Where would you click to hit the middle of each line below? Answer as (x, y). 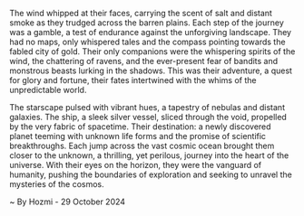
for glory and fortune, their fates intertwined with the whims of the (133, 80)
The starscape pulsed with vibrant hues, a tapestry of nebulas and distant (147, 107)
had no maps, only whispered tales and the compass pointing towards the (147, 42)
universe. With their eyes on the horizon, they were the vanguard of (136, 165)
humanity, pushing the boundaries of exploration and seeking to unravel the (151, 174)
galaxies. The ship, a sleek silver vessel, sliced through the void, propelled (148, 117)
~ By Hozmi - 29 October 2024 (67, 202)
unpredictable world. (48, 90)
